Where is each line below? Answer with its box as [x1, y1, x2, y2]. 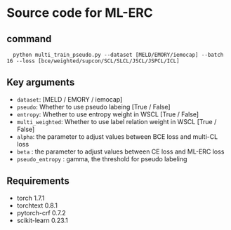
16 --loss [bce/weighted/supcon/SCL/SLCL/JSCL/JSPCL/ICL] [6, 57, 180, 65]
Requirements [6, 175, 70, 187]
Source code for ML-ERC [6, 5, 154, 21]
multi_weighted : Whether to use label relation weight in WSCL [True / [16, 117, 217, 126]
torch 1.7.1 [16, 194, 45, 202]
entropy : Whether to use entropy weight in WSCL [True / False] [16, 110, 199, 119]
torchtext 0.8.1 [16, 201, 58, 210]
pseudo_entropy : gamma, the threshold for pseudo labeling [16, 154, 187, 163]
